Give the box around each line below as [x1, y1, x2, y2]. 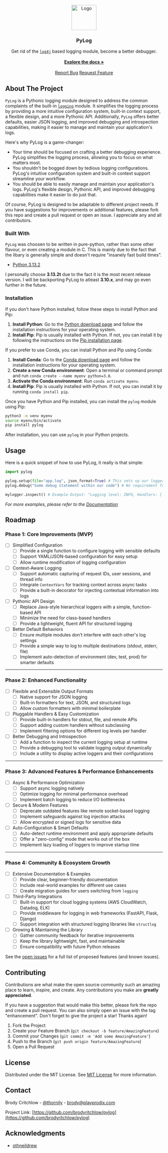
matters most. [12, 160, 41, 166]
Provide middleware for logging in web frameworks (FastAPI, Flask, [19, 910, 158, 916]
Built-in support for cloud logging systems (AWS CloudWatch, [19, 899, 147, 905]
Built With [5, 230, 30, 237]
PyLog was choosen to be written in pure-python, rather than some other [5, 241, 154, 247]
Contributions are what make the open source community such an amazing [5, 982, 160, 988]
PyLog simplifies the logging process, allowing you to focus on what [12, 155, 153, 161]
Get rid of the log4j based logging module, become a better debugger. [11, 48, 157, 54]
